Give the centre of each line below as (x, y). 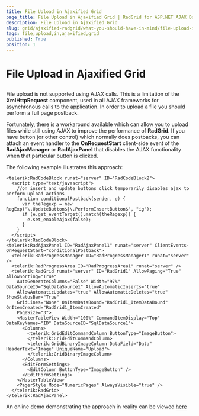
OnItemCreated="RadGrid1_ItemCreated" (54, 308)
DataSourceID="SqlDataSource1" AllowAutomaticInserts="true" (83, 287)
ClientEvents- (172, 246)
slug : (13, 28)
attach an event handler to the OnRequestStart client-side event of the (93, 143)
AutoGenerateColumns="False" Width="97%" (68, 282)
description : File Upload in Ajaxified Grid (62, 22)
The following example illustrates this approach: (65, 167)
